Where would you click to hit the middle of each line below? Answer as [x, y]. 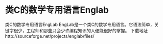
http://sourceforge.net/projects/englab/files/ [50, 36]
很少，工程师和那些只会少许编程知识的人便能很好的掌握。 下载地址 [81, 30]
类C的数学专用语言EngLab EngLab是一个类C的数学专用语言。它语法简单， [80, 24]
